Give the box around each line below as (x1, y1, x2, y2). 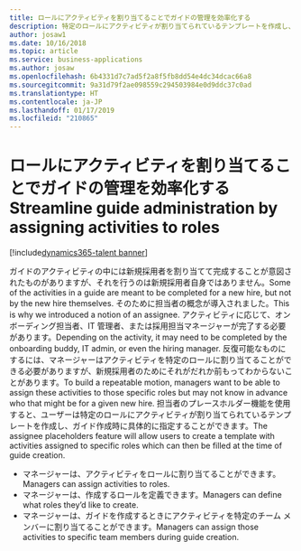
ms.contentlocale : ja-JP (9, 97, 103, 107)
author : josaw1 (9, 30, 67, 39)
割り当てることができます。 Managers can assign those (53, 521, 260, 533)
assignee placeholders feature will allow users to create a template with (9, 431, 275, 442)
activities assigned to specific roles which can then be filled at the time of (9, 440, 282, 452)
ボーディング (9, 321, 57, 332)
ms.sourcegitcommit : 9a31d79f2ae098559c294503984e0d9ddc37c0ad (9, 80, 252, 89)
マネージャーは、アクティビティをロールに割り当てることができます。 (22, 469, 281, 480)
